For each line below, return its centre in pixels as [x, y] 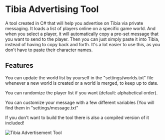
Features [19, 65]
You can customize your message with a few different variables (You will [80, 102]
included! [15, 123]
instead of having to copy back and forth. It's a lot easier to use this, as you [83, 44]
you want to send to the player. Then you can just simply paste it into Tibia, [82, 39]
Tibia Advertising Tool [52, 9]
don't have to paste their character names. [49, 50]
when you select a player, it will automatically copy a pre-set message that [82, 34]
